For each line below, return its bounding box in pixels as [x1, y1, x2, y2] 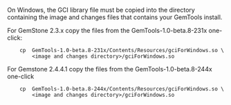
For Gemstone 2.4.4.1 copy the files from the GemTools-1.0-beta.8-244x [7, 65, 212, 73]
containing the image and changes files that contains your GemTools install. [7, 13, 223, 21]
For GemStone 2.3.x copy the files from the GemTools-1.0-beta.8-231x [7, 27, 207, 34]
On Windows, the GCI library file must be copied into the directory [7, 6, 195, 14]
